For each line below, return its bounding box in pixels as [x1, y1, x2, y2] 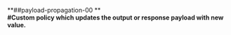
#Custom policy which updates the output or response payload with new [7, 13, 224, 22]
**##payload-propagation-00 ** [7, 6, 101, 14]
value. [7, 21, 26, 29]
